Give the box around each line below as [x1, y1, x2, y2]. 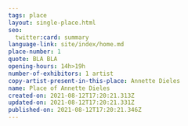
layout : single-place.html [8, 19, 96, 27]
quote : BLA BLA [8, 56, 58, 63]
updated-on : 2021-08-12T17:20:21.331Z [8, 99, 135, 106]
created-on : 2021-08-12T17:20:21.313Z [8, 92, 135, 99]
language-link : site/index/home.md [8, 41, 125, 49]
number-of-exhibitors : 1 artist [8, 70, 114, 77]
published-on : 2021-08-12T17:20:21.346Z [8, 106, 143, 114]
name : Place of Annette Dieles [8, 84, 110, 92]
